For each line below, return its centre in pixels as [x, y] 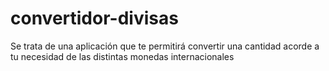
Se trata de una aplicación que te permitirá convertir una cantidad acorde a [165, 46]
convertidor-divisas [94, 18]
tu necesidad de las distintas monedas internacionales [122, 56]
